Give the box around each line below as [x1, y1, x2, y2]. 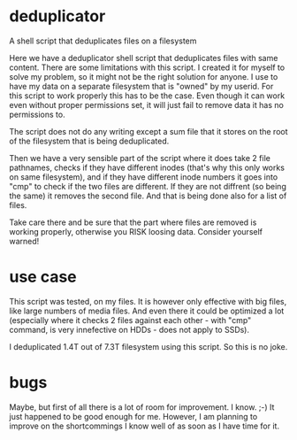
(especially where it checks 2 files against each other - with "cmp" [9, 314, 252, 325]
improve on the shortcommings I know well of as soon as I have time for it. [9, 421, 280, 431]
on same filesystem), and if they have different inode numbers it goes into [9, 171, 278, 182]
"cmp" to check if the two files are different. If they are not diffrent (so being [9, 181, 287, 191]
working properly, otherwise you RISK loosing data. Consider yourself [9, 226, 263, 236]
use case [9, 267, 77, 287]
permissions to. [9, 109, 65, 120]
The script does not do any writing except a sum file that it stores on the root [9, 126, 289, 136]
